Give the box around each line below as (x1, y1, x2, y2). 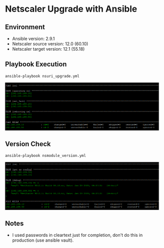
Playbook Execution (5, 60, 67, 69)
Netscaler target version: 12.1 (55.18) (12, 46, 85, 52)
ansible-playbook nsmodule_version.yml (5, 153, 86, 158)
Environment (5, 23, 45, 31)
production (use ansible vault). (12, 237, 74, 243)
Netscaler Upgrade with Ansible (5, 3, 138, 15)
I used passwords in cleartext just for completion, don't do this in (12, 232, 143, 238)
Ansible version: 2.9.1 (12, 36, 55, 41)
